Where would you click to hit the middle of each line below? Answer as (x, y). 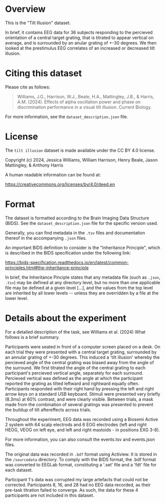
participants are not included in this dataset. (50, 495)
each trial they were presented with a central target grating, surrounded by (81, 352)
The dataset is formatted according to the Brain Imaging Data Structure (77, 218)
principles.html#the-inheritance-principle (47, 267)
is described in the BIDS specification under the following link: (68, 252)
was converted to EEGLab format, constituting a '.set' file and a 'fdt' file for (81, 464)
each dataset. (19, 470)
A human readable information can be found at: (53, 174)
